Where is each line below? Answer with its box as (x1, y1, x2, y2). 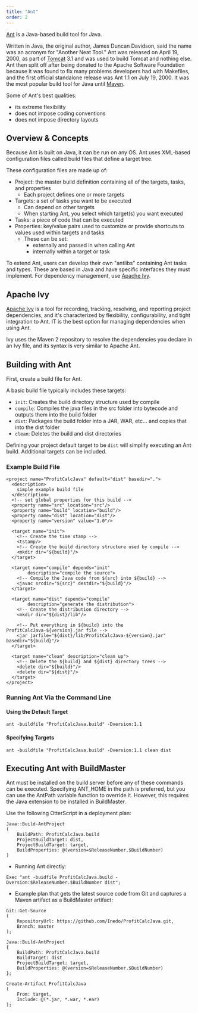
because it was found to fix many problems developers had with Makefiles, (6, 67, 190, 74)
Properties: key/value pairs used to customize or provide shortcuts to (14, 223, 184, 230)
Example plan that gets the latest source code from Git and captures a (14, 890, 187, 897)
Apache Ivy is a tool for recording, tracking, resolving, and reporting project (6, 305, 191, 313)
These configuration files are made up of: (6, 167, 108, 174)
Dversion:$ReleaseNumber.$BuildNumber (6, 880, 102, 885)
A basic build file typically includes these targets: (6, 387, 127, 394)
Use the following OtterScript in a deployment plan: (6, 810, 132, 817)
